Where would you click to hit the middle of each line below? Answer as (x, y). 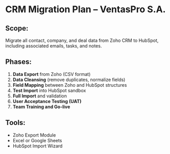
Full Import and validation (40, 96)
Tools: (15, 123)
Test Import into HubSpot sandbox (49, 90)
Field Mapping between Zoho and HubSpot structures (70, 85)
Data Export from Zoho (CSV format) (52, 74)
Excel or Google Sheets (37, 140)
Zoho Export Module (34, 135)
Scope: (17, 28)
